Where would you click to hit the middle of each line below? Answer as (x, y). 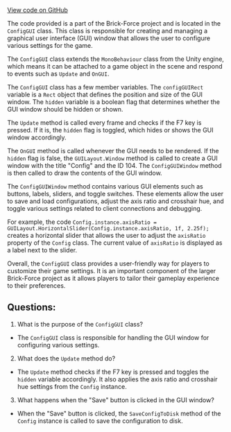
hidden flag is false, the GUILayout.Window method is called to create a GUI (113, 158)
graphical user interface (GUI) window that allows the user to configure (109, 38)
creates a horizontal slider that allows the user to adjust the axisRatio (106, 235)
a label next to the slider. (42, 250)
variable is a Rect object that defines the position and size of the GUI (105, 94)
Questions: (32, 308)
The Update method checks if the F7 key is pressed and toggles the (113, 372)
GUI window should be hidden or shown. (65, 109)
